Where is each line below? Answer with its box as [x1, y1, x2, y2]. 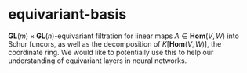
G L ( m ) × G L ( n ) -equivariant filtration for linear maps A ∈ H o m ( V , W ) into [8, 31, 239, 40]
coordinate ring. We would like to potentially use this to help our [8, 47, 214, 57]
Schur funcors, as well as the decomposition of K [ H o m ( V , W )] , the [8, 39, 222, 48]
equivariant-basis [8, 5, 127, 23]
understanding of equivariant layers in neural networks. [8, 56, 187, 65]
